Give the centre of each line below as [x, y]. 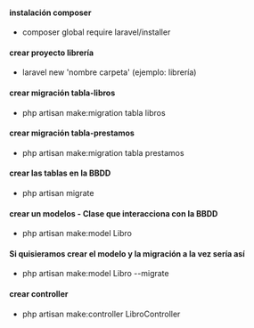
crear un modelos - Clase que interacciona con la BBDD [114, 213]
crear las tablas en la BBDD [60, 173]
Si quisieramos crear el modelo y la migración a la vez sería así [127, 253]
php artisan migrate [58, 193]
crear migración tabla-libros [62, 93]
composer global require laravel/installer [96, 32]
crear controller [39, 294]
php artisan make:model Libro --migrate [95, 274]
